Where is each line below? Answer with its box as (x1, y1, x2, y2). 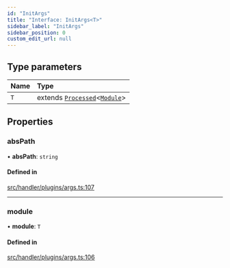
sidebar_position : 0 (7, 29, 66, 36)
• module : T (7, 222, 41, 230)
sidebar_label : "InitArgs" (7, 23, 84, 29)
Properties (7, 116, 53, 127)
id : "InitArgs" (7, 10, 51, 17)
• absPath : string (7, 152, 58, 160)
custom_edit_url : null (7, 36, 72, 42)
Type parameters (7, 61, 82, 73)
